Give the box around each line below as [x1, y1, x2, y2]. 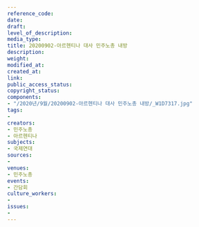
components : [7, 94, 41, 101]
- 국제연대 [7, 145, 33, 152]
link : [7, 74, 23, 82]
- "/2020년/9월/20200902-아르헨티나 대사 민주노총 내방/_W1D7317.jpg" [7, 100, 193, 107]
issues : [7, 203, 30, 210]
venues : [7, 164, 30, 172]
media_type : [7, 36, 41, 43]
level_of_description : [7, 29, 73, 37]
